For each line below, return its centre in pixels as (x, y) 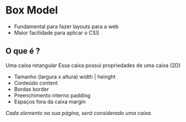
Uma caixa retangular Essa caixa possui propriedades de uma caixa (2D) (93, 65)
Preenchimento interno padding (52, 95)
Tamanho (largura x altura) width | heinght (65, 76)
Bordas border (31, 89)
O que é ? (23, 51)
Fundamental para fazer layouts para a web (66, 26)
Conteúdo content (36, 83)
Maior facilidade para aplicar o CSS (56, 32)
